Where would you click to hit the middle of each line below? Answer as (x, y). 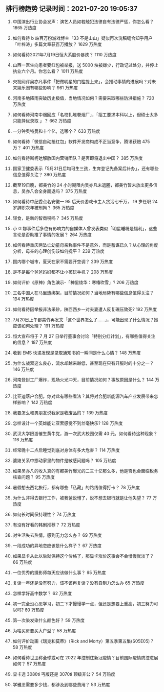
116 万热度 (23, 439)
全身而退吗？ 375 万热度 (63, 191)
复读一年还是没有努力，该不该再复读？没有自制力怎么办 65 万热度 (78, 583)
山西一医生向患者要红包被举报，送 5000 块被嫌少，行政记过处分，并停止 (85, 65)
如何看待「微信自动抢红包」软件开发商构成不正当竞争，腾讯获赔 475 (81, 142)
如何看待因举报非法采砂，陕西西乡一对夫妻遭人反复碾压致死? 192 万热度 (85, 309)
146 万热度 (23, 369)
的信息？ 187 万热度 (32, 342)
